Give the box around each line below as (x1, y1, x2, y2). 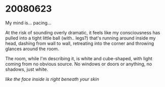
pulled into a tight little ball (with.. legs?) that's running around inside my (5, 35, 156, 41)
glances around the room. (5, 46, 59, 52)
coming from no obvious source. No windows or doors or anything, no (5, 61, 152, 67)
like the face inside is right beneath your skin (5, 76, 100, 82)
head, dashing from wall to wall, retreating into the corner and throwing (5, 40, 154, 46)
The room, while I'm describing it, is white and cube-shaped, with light (5, 55, 153, 61)
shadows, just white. (5, 66, 48, 72)
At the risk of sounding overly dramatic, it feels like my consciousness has (5, 29, 160, 35)
